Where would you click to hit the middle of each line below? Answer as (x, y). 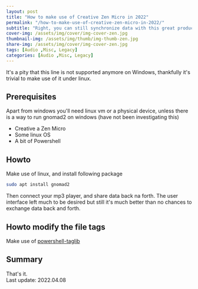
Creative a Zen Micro (40, 129)
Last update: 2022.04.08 (36, 280)
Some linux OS (33, 135)
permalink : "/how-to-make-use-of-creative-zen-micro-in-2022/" (85, 22)
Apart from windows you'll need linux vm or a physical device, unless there (97, 111)
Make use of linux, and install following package (64, 174)
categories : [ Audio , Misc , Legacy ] (50, 55)
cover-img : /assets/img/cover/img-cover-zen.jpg (67, 34)
